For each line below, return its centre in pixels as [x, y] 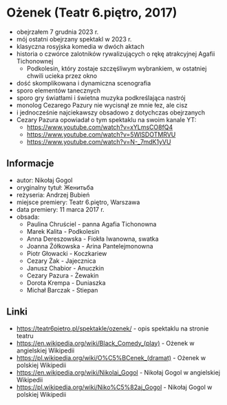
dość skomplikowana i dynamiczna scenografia [84, 83]
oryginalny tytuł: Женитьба [55, 187]
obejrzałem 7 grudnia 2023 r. [57, 32]
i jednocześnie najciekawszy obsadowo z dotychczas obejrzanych [111, 112]
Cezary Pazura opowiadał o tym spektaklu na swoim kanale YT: [106, 119]
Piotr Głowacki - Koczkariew [67, 253]
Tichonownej [35, 61]
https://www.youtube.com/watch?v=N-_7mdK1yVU [99, 141]
